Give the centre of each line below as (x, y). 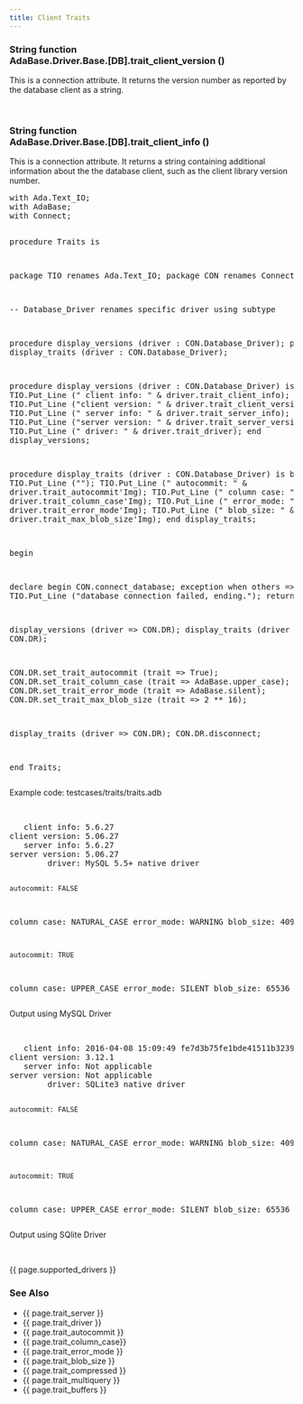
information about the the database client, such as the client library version (149, 171)
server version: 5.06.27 (64, 854)
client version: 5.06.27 (64, 836)
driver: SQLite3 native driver (116, 1085)
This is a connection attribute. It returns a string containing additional (138, 162)
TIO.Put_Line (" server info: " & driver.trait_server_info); (150, 413)
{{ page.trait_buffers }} (64, 1390)
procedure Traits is (55, 242)
